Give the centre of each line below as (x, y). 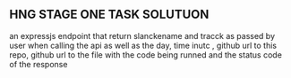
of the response (39, 64)
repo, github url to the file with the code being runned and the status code (145, 55)
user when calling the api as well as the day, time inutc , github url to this (143, 45)
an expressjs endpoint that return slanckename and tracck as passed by (142, 35)
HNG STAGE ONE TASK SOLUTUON (109, 15)
